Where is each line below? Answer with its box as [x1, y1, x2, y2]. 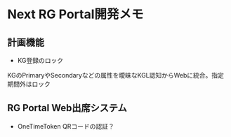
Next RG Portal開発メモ [7, 6, 144, 22]
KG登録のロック [17, 57, 64, 64]
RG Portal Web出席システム [7, 102, 128, 114]
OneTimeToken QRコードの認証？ [17, 122, 114, 130]
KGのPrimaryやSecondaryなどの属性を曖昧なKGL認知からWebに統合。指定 [7, 71, 225, 79]
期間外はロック [7, 80, 51, 88]
